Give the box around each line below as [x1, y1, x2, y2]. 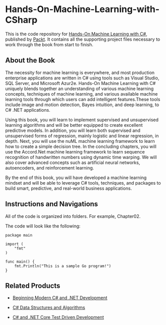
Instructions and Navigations [5, 200, 98, 208]
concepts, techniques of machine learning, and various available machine [5, 91, 158, 97]
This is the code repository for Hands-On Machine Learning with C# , [5, 31, 147, 37]
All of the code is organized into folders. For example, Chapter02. [5, 213, 141, 219]
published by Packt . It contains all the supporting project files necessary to [5, 36, 160, 42]
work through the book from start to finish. [5, 41, 94, 47]
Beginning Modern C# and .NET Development [12, 295, 108, 301]
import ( [5, 241, 24, 247]
